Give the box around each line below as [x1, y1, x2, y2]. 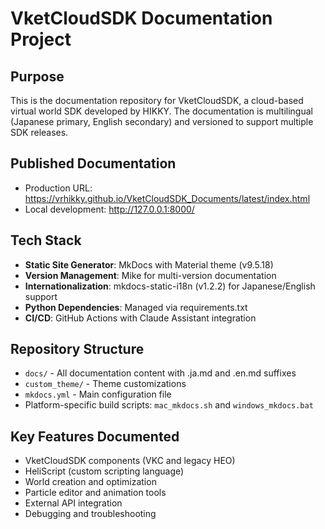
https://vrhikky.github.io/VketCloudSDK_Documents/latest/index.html [24, 192, 311, 204]
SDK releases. [10, 127, 69, 138]
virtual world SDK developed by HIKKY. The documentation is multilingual [10, 105, 313, 117]
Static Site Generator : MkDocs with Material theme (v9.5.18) [24, 258, 274, 271]
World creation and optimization [24, 476, 157, 488]
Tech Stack [10, 232, 82, 249]
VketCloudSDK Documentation [10, 7, 273, 30]
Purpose [10, 68, 65, 85]
